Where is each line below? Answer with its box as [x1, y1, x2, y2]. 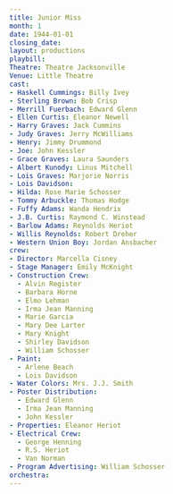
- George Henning [17, 438, 82, 447]
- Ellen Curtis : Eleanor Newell [9, 113, 129, 122]
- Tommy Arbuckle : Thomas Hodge [9, 196, 129, 206]
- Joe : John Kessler [9, 146, 86, 155]
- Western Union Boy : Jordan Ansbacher [9, 238, 158, 247]
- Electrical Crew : [9, 429, 82, 439]
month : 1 [9, 21, 42, 30]
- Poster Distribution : [9, 388, 98, 396]
